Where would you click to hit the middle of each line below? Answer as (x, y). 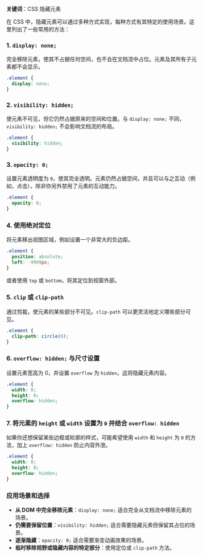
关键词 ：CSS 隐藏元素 (34, 9)
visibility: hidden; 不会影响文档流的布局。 (62, 126)
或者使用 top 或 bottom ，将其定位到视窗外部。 (63, 280)
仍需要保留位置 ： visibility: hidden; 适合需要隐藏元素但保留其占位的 (102, 525)
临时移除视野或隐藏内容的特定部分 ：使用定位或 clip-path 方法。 (95, 548)
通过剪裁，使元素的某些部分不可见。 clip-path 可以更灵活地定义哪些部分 (96, 311)
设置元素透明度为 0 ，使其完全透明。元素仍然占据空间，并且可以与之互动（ (98, 179)
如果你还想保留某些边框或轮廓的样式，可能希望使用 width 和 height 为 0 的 (98, 437)
